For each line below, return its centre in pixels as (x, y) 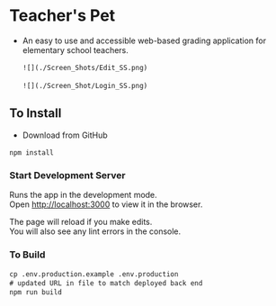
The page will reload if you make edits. (81, 222)
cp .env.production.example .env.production (94, 274)
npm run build (36, 292)
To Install (36, 113)
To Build (27, 255)
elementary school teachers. (75, 49)
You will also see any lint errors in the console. (95, 231)
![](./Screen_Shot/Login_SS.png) (85, 85)
